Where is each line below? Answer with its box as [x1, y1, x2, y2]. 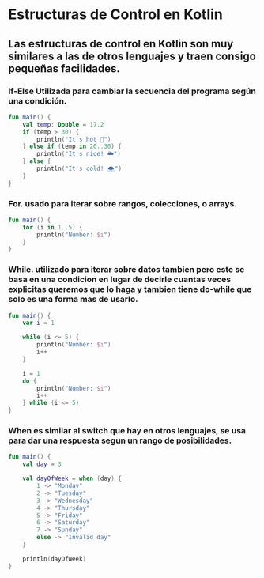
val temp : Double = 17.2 [22, 120, 104, 128]
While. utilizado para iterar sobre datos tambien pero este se [8, 264, 245, 275]
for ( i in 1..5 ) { [22, 223, 83, 231]
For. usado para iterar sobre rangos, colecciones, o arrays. [8, 198, 237, 209]
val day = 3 [22, 460, 62, 468]
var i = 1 [22, 319, 55, 327]
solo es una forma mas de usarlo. [8, 294, 138, 305]
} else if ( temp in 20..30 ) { [22, 142, 123, 151]
